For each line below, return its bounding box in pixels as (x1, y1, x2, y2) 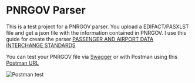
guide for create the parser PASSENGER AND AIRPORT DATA (6, 35, 154, 42)
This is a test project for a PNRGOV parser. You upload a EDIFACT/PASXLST (6, 23, 189, 30)
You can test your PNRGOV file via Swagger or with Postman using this (6, 53, 178, 60)
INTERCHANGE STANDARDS (6, 42, 76, 49)
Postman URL (6, 59, 39, 67)
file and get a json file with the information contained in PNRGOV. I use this (6, 29, 187, 36)
